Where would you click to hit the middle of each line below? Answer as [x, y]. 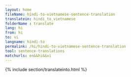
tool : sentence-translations [35, 51]
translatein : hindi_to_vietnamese [40, 19]
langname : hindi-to [25, 42]
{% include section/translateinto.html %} [46, 70]
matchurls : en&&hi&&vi [28, 56]
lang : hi [14, 28]
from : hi [14, 33]
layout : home [18, 10]
